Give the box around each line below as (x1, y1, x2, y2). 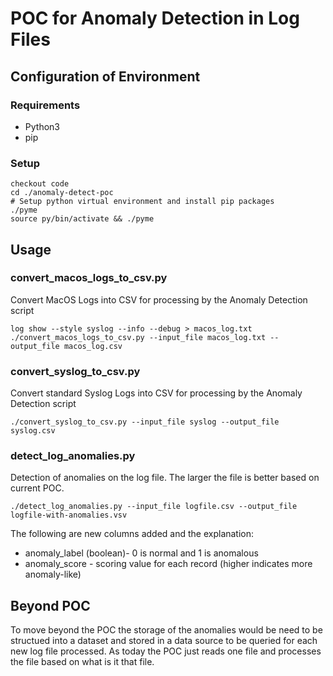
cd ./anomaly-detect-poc (10, 188, 114, 198)
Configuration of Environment (10, 68, 201, 85)
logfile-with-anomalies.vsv (10, 510, 128, 521)
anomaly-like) (24, 568, 82, 581)
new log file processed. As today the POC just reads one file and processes (10, 645, 322, 657)
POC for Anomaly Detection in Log (10, 7, 300, 30)
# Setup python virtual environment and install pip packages (10, 197, 275, 207)
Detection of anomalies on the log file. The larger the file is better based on (10, 472, 320, 484)
